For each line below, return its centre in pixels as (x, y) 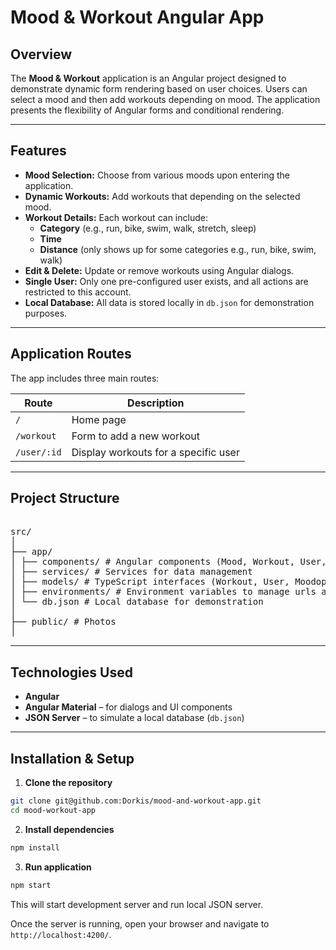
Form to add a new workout (136, 436)
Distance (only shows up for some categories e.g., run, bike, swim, (178, 249)
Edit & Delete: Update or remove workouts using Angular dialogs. (159, 270)
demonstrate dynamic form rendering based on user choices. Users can (159, 89)
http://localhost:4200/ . (61, 934)
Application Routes (71, 354)
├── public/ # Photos (63, 622)
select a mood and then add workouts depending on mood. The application (165, 99)
